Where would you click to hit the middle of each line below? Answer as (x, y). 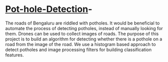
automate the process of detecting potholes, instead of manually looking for (84, 28)
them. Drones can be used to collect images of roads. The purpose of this (82, 33)
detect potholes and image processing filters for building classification (78, 49)
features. (15, 55)
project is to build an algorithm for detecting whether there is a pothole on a (84, 39)
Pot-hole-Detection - (49, 9)
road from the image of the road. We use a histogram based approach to (81, 44)
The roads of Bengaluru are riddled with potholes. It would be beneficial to (82, 23)
